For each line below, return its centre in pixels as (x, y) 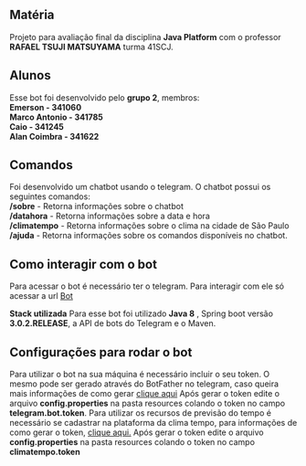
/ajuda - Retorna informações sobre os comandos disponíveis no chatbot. (148, 236)
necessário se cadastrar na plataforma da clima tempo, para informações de (153, 423)
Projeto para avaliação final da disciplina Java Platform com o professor (145, 37)
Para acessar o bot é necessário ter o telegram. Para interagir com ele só (147, 286)
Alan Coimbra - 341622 (54, 136)
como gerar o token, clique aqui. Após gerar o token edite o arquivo (137, 432)
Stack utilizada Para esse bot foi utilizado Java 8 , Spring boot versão (142, 313)
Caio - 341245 (37, 126)
